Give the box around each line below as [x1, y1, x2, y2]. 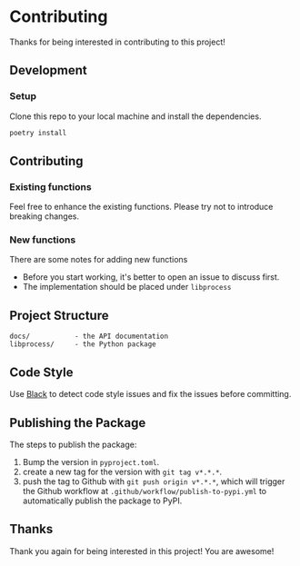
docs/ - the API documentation [9, 332, 169, 342]
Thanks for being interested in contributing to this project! [9, 36, 225, 47]
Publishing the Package [9, 415, 146, 431]
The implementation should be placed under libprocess [22, 282, 232, 293]
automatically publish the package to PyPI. [22, 495, 183, 506]
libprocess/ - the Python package [9, 340, 156, 349]
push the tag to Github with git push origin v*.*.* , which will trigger [22, 475, 285, 487]
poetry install [9, 128, 67, 137]
